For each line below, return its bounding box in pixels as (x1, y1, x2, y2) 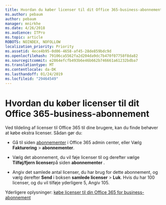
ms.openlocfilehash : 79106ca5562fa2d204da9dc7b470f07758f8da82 (5, 53, 138, 58)
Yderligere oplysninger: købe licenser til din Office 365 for (5, 189, 123, 195)
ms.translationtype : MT (5, 62, 54, 67)
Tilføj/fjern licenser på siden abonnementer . (12, 159, 105, 165)
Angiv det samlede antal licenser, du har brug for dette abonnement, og (12, 169, 158, 175)
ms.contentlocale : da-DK (5, 67, 56, 72)
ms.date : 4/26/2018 (5, 26, 45, 31)
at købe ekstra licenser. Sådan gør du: (5, 130, 83, 136)
